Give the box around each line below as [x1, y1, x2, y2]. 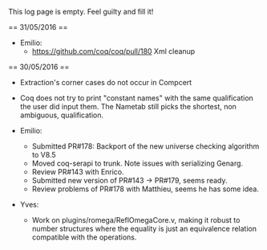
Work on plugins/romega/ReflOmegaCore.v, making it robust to [31, 215, 241, 224]
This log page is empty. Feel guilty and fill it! [8, 7, 154, 16]
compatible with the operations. [31, 232, 137, 242]
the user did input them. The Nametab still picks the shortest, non [19, 102, 237, 111]
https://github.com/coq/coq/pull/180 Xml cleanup [31, 47, 196, 55]
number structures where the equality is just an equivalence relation [31, 224, 257, 233]
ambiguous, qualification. [19, 110, 104, 120]
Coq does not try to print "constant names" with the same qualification [19, 93, 254, 103]
